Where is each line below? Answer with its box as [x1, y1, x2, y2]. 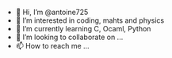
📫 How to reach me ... [15, 42, 90, 50]
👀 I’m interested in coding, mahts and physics [15, 16, 165, 25]
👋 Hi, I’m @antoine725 [15, 8, 89, 16]
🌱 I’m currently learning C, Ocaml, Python [15, 24, 151, 33]
